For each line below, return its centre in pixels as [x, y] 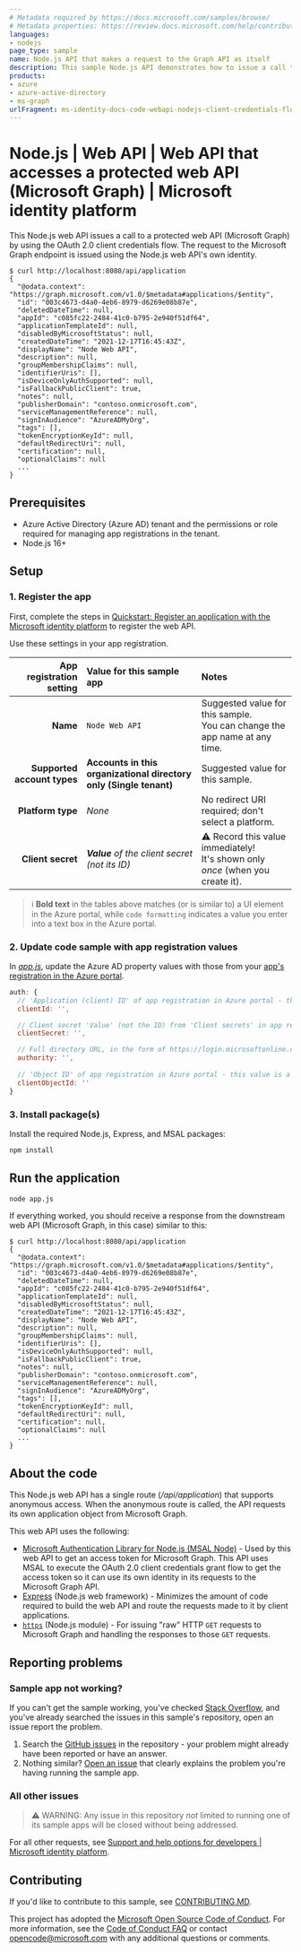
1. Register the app [51, 597]
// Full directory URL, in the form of [92, 1050]
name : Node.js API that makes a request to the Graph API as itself [140, 59]
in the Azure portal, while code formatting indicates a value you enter [159, 914]
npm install [31, 1150]
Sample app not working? [66, 1688]
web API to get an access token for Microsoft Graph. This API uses [145, 1558]
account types [46, 779]
